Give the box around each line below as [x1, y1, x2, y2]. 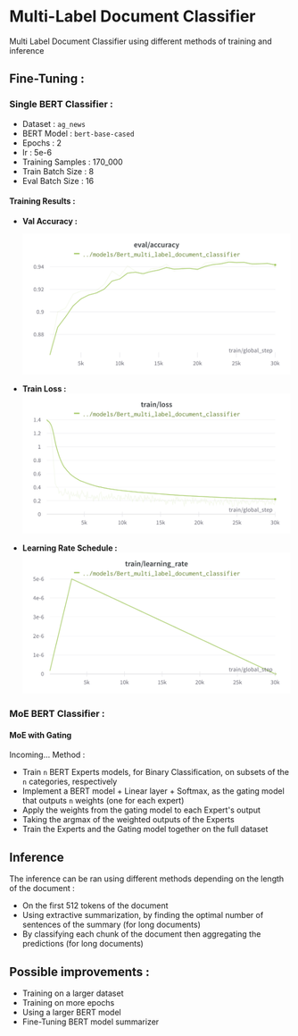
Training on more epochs [21, 998, 115, 1008]
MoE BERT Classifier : [9, 708, 105, 720]
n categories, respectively [21, 776, 118, 788]
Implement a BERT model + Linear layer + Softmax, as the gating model [21, 786, 286, 796]
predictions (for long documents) [21, 939, 145, 949]
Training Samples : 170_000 [21, 156, 123, 167]
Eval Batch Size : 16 [21, 175, 95, 186]
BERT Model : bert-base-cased [21, 128, 135, 139]
